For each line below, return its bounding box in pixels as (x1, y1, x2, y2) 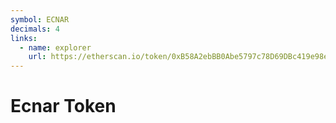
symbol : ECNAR (10, 14, 70, 25)
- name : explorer (19, 42, 92, 53)
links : (10, 33, 38, 43)
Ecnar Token (10, 95, 117, 118)
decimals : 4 (10, 24, 60, 34)
